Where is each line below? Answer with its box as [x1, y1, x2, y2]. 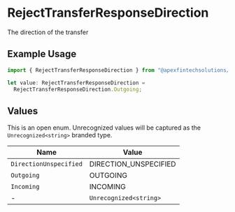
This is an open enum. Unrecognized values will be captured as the [7, 123, 201, 132]
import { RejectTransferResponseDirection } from [7, 66, 155, 74]
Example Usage [7, 48, 77, 60]
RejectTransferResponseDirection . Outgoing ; [13, 86, 142, 93]
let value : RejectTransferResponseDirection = [7, 79, 145, 86]
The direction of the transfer [7, 28, 89, 36]
